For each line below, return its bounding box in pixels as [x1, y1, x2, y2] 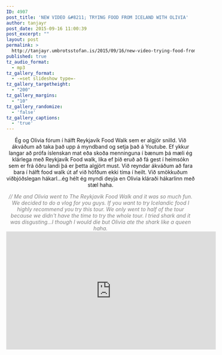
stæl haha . [87, 181, 114, 189]
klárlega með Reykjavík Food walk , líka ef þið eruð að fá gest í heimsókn [11, 156, 190, 163]
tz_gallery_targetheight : [6, 82, 71, 88]
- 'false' [11, 109, 36, 115]
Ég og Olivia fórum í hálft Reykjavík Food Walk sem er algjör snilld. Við [14, 137, 187, 144]
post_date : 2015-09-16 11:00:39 [6, 25, 87, 32]
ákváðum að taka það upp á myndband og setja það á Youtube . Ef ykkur [11, 143, 190, 151]
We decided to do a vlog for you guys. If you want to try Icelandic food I [11, 199, 190, 207]
